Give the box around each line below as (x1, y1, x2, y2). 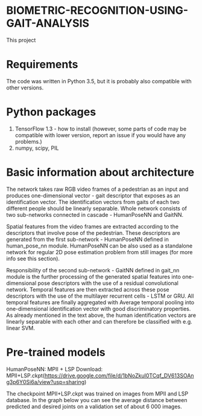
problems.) (14, 138, 42, 145)
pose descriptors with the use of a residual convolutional (37, 279, 179, 287)
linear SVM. (6, 324, 35, 331)
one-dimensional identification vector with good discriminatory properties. (6, 305, 191, 312)
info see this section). (6, 255, 60, 262)
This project (6, 36, 36, 43)
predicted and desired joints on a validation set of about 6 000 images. (6, 403, 182, 410)
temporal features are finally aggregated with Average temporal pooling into (6, 298, 195, 306)
